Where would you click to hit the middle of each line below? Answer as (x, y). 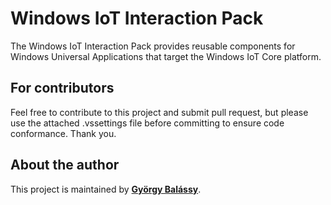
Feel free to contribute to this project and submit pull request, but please (159, 112)
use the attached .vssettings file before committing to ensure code (147, 123)
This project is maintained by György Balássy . (106, 189)
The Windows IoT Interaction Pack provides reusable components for (153, 46)
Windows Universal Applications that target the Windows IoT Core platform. (166, 56)
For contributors (62, 88)
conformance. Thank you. (63, 133)
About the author (65, 165)
